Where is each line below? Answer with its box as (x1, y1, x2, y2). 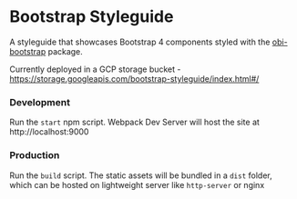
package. (47, 45, 84, 56)
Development (9, 95, 71, 108)
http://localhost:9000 (9, 126, 89, 137)
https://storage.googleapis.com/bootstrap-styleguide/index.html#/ (9, 73, 260, 84)
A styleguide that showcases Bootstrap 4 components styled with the (9, 36, 271, 47)
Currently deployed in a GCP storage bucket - (9, 64, 181, 75)
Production (9, 149, 60, 162)
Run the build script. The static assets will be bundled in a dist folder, (9, 170, 273, 181)
